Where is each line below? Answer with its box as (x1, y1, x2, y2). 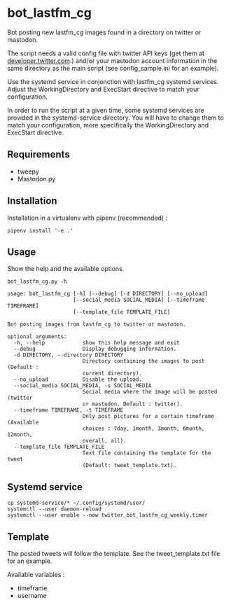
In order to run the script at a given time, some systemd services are (7, 106, 204, 114)
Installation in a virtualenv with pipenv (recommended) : (7, 214, 168, 222)
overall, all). (82, 438, 127, 445)
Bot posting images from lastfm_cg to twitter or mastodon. (7, 321, 187, 328)
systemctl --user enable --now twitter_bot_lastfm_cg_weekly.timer (7, 512, 209, 519)
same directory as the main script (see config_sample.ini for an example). (7, 64, 219, 72)
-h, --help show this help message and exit (13, 340, 180, 347)
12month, (7, 431, 33, 438)
